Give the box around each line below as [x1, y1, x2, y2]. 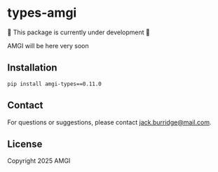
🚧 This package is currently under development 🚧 [7, 28, 151, 36]
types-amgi [7, 5, 77, 21]
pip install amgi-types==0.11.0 [7, 80, 102, 87]
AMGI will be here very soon [7, 41, 89, 50]
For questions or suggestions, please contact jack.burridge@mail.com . [7, 117, 212, 127]
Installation [7, 62, 57, 74]
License [7, 138, 43, 150]
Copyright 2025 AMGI [7, 157, 71, 165]
